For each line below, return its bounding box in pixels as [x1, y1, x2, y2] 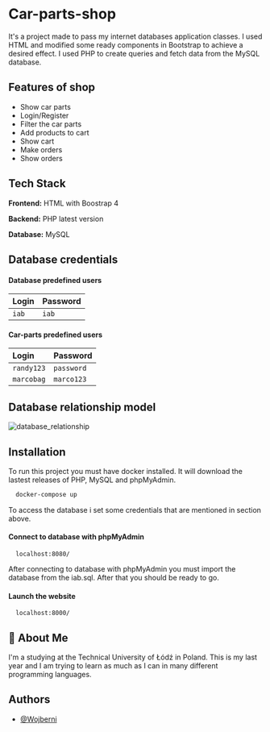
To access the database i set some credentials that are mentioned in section [8, 505, 262, 514]
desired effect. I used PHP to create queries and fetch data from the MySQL [8, 48, 260, 58]
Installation [8, 445, 66, 459]
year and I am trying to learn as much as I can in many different [8, 661, 218, 671]
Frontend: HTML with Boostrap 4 [8, 198, 119, 208]
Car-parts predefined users [8, 330, 103, 339]
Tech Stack [8, 177, 66, 190]
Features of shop [8, 81, 95, 94]
